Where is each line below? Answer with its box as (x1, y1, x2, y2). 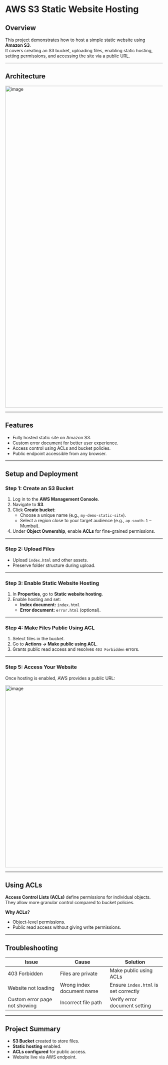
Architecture (5, 72, 46, 81)
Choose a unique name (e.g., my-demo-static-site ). (19, 512, 126, 518)
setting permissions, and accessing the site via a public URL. (5, 53, 130, 59)
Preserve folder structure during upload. (12, 562, 96, 568)
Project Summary (5, 1024, 61, 1033)
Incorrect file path (59, 999, 102, 1006)
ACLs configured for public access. (12, 1048, 86, 1054)
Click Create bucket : (12, 507, 56, 513)
